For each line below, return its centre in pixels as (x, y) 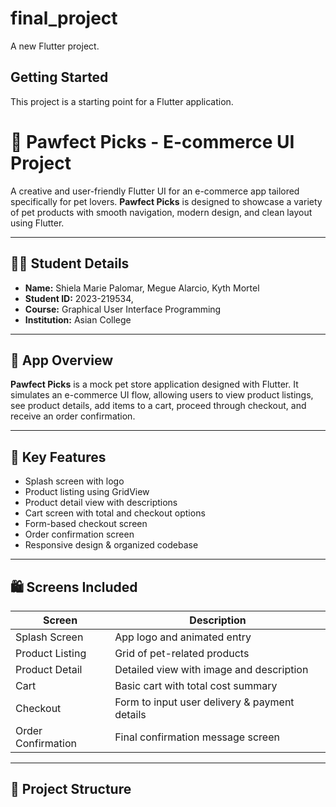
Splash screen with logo (74, 481)
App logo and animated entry (183, 637)
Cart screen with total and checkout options (115, 513)
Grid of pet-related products (182, 653)
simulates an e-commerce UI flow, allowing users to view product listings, (162, 395)
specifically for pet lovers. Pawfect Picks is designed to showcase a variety (166, 201)
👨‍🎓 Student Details (70, 263)
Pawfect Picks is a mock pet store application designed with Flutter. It (154, 384)
